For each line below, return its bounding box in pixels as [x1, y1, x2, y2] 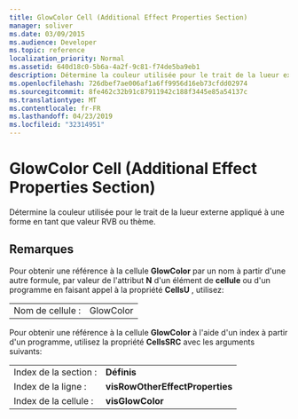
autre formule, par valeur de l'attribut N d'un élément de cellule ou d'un [9, 274, 271, 285]
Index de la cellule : [13, 394, 94, 407]
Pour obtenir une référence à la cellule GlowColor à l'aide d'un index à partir [9, 327, 288, 337]
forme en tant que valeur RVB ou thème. [9, 216, 156, 226]
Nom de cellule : [13, 304, 82, 316]
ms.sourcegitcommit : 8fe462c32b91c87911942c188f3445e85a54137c [9, 87, 248, 96]
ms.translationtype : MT [9, 95, 98, 105]
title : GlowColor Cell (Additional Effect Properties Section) [9, 12, 248, 22]
